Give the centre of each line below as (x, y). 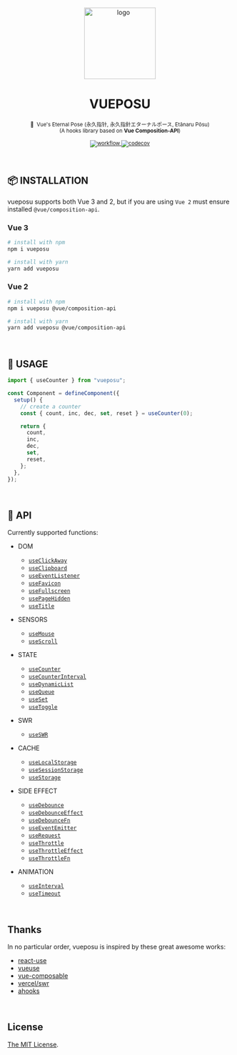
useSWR (38, 735)
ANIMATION (35, 872)
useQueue (41, 692)
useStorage (45, 778)
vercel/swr (34, 984)
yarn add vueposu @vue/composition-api (67, 328)
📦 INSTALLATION (48, 181)
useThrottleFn (49, 859)
